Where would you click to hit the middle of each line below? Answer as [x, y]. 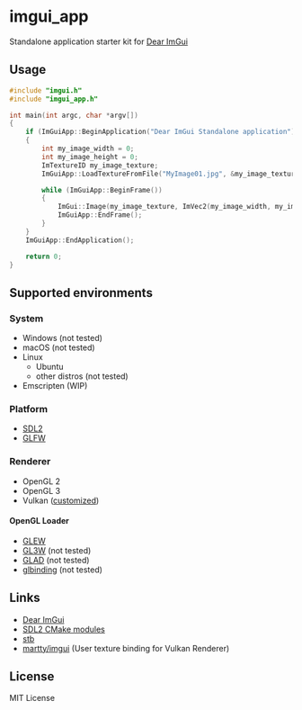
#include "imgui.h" [46, 90]
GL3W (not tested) [57, 550]
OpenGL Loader [40, 521]
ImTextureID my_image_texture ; [100, 165]
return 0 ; [44, 256]
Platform [28, 409]
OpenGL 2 [41, 481]
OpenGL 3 [41, 490]
